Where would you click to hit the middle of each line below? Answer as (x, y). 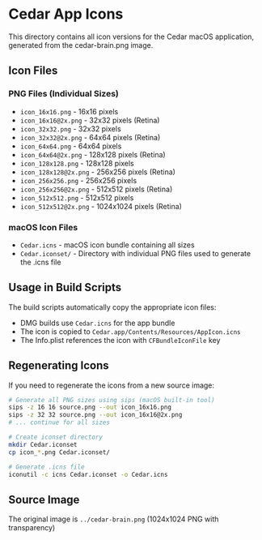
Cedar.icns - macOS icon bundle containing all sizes (108, 245)
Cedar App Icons (66, 14)
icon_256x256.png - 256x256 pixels (78, 180)
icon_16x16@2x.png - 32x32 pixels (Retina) (90, 120)
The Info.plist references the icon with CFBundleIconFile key (120, 340)
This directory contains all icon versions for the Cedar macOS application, (131, 36)
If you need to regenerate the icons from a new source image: (112, 385)
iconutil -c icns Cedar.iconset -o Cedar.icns (88, 474)
